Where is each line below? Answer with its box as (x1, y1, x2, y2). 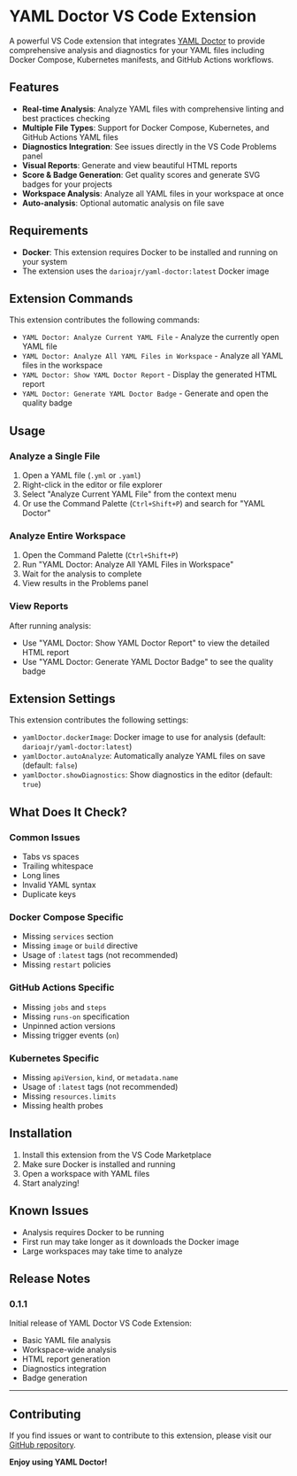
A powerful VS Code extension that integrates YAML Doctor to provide (9, 35, 265, 46)
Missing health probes (21, 1101, 103, 1111)
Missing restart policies (21, 959, 111, 970)
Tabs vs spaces (21, 852, 80, 862)
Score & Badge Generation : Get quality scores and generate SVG (21, 169, 261, 180)
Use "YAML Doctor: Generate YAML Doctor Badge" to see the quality (21, 656, 274, 667)
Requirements (9, 223, 88, 238)
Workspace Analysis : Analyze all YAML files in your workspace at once (21, 188, 285, 198)
